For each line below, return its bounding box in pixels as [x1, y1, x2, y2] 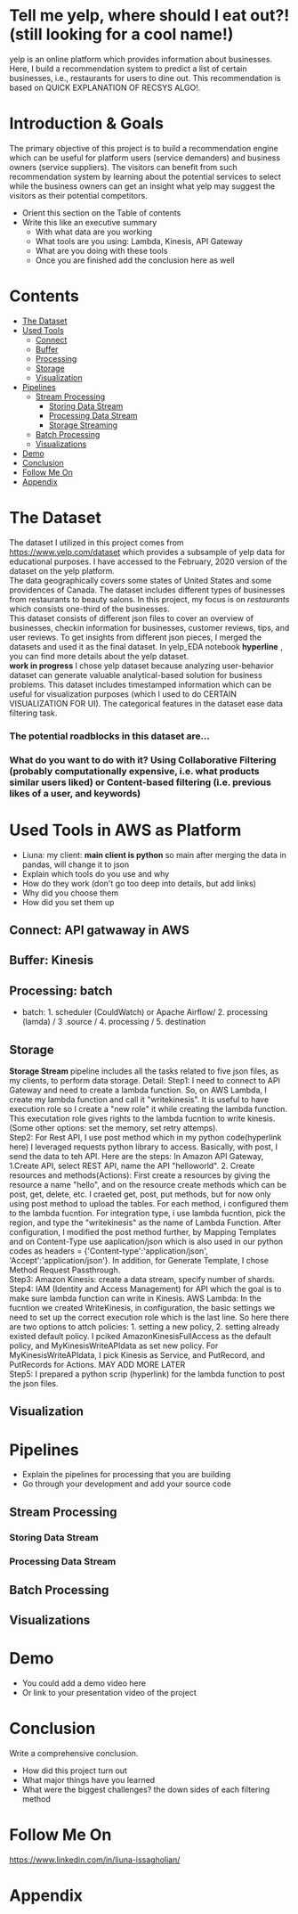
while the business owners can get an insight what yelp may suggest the [9, 180, 276, 192]
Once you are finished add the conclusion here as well [35, 255, 235, 266]
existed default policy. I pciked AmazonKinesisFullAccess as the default [9, 1330, 271, 1341]
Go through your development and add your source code [21, 1478, 231, 1489]
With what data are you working [35, 226, 153, 237]
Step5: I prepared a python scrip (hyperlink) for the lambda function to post [9, 1369, 286, 1379]
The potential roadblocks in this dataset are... [9, 730, 211, 742]
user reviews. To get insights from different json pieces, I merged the [9, 632, 262, 642]
